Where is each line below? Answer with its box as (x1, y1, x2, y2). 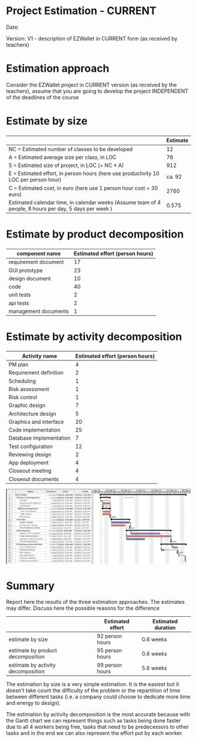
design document (8, 275, 51, 282)
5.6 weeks (141, 664, 167, 671)
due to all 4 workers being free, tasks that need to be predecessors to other (6, 723, 189, 730)
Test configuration (8, 443, 53, 450)
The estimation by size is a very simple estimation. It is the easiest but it (6, 681, 179, 688)
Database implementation (8, 434, 70, 442)
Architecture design (8, 410, 57, 417)
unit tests (8, 291, 31, 298)
